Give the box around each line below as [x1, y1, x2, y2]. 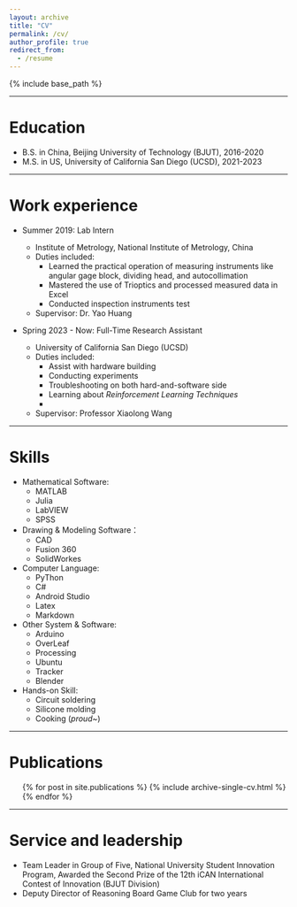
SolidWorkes [34, 553, 82, 564]
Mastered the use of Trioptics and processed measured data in [48, 280, 278, 290]
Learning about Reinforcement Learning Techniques [48, 388, 239, 399]
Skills [9, 448, 50, 467]
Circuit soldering [34, 694, 95, 704]
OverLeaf [34, 638, 70, 649]
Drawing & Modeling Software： [21, 524, 140, 535]
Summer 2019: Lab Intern [21, 225, 115, 235]
